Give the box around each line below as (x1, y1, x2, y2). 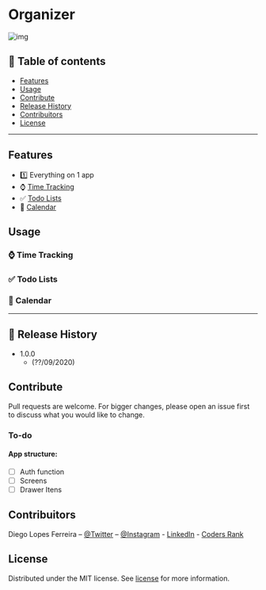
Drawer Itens (19, 485, 62, 494)
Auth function (19, 466, 65, 477)
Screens (19, 476, 47, 485)
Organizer (8, 6, 75, 24)
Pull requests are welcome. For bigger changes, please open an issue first (8, 401, 250, 411)
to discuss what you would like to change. (8, 410, 145, 420)
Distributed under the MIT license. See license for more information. (8, 573, 230, 583)
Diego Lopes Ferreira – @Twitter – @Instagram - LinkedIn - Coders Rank (8, 529, 244, 538)
